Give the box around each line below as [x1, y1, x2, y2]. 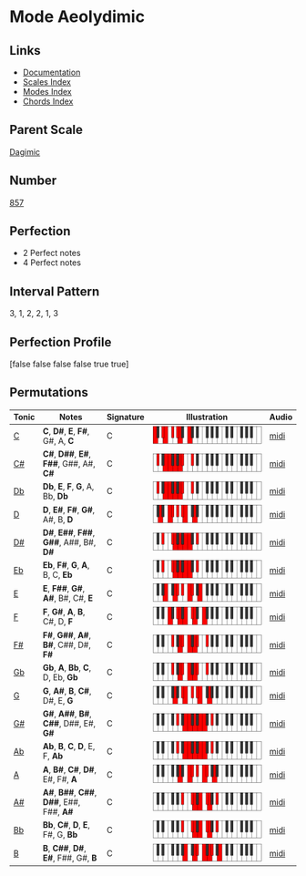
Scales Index [22, 77, 71, 88]
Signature [106, 412, 145, 423]
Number [9, 173, 57, 189]
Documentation [22, 67, 81, 77]
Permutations [9, 385, 88, 400]
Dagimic [9, 146, 41, 157]
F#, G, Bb [42, 830, 78, 840]
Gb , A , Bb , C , [42, 662, 92, 673]
